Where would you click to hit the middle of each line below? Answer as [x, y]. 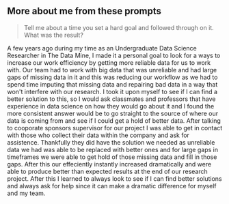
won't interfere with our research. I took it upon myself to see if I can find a [112, 91]
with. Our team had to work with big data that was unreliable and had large [112, 70]
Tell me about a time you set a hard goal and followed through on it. [119, 27]
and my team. [26, 193]
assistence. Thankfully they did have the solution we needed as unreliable [111, 142]
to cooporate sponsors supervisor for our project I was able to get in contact [115, 128]
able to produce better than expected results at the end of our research [108, 171]
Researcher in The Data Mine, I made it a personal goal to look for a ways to [114, 55]
